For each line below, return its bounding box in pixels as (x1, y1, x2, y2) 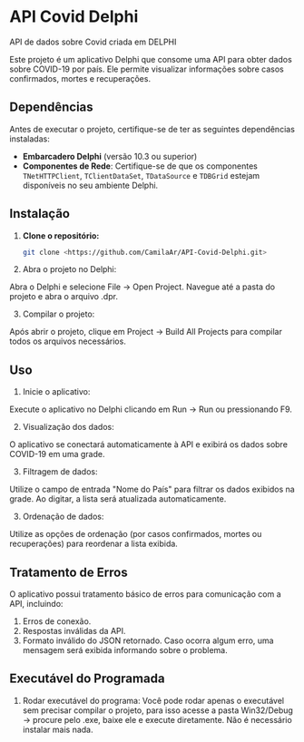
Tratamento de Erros (9, 564, 129, 580)
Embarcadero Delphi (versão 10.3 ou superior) (22, 151, 198, 161)
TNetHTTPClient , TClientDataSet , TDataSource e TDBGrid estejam (22, 170, 260, 181)
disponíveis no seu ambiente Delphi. (22, 180, 159, 190)
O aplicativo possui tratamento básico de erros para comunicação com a (9, 589, 281, 600)
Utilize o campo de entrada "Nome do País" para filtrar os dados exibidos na (9, 483, 295, 495)
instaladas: (9, 133, 50, 144)
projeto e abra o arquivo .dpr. (9, 291, 118, 302)
